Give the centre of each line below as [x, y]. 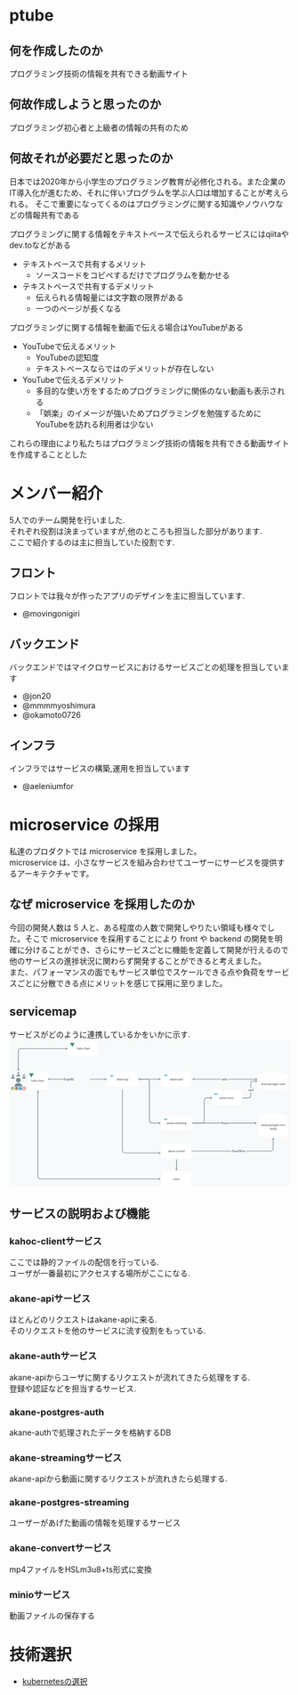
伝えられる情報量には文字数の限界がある [109, 297]
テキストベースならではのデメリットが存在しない [125, 368]
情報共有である [52, 215]
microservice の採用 [85, 825]
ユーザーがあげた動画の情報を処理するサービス [95, 1523]
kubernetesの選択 [55, 1682]
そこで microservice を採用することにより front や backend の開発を [150, 938]
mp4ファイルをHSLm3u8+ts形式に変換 [81, 1569]
